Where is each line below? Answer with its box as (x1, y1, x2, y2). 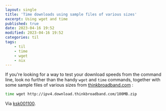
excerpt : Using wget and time (5, 16, 68, 21)
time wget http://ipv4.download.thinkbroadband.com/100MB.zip (5, 92, 137, 97)
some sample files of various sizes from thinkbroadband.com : (5, 82, 134, 88)
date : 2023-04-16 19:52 (5, 26, 55, 31)
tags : (5, 40, 16, 45)
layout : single (5, 7, 37, 12)
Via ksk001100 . (5, 101, 36, 107)
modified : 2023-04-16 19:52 (5, 30, 64, 35)
